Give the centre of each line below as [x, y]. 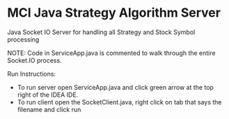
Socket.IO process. [34, 60]
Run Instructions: [32, 74]
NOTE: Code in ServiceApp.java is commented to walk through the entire [111, 53]
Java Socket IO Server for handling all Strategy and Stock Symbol [101, 32]
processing [23, 39]
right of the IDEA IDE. [48, 95]
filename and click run [49, 109]
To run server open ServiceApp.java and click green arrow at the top [116, 87]
